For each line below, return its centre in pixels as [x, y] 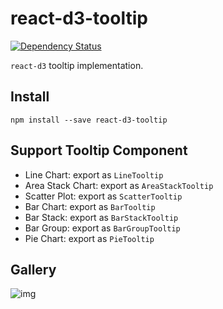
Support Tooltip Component [99, 150]
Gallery [33, 269]
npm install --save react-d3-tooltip [89, 120]
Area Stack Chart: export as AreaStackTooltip [119, 185]
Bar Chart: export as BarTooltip [90, 206]
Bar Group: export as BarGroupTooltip [102, 228]
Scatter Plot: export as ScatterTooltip [103, 196]
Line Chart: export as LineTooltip [94, 174]
